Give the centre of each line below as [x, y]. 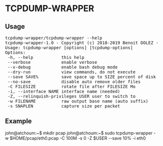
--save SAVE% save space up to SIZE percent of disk [82, 77]
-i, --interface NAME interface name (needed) [64, 91]
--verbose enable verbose [52, 62]
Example [18, 121]
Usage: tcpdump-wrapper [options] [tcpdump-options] [69, 47]
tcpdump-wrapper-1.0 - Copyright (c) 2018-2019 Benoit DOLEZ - [82, 43]
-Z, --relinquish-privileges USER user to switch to [72, 96]
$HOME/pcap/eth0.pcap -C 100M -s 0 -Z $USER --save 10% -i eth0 [78, 138]
